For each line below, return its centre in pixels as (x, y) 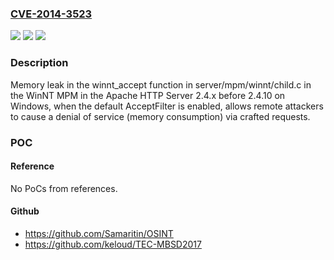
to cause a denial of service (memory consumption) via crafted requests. (160, 116)
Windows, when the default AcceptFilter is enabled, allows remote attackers (167, 106)
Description (39, 63)
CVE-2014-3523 (51, 14)
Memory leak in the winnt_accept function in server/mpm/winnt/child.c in (161, 84)
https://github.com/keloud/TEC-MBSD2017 (113, 244)
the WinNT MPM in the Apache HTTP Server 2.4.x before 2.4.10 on (148, 95)
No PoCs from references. (64, 188)
